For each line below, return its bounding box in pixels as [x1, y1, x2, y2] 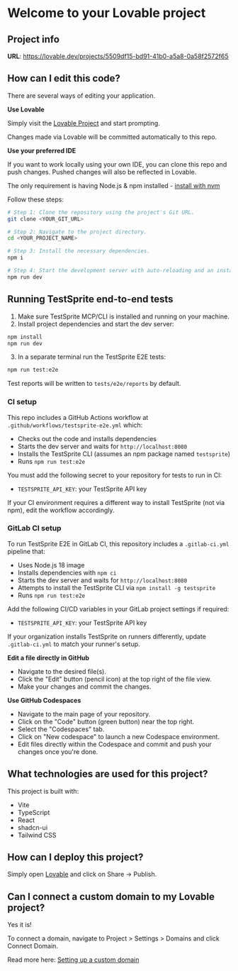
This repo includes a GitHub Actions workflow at [7, 413, 149, 421]
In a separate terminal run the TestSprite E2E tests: [17, 353, 166, 361]
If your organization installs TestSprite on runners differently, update [7, 632, 207, 640]
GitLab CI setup [7, 523, 62, 533]
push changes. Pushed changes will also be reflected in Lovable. [7, 167, 197, 176]
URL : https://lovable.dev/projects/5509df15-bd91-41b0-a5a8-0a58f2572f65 [7, 52, 229, 60]
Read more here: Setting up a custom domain [7, 955, 140, 964]
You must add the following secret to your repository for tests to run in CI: [7, 470, 222, 479]
